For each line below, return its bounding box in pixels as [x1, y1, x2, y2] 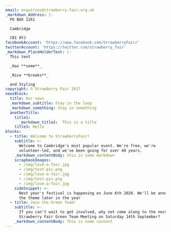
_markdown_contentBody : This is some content [14, 219, 113, 224]
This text [10, 54, 31, 59]
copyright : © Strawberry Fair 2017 [5, 86, 81, 92]
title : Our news [10, 96, 44, 101]
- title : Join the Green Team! [10, 200, 76, 205]
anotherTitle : [10, 110, 40, 115]
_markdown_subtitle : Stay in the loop [10, 101, 93, 106]
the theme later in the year [18, 195, 81, 200]
